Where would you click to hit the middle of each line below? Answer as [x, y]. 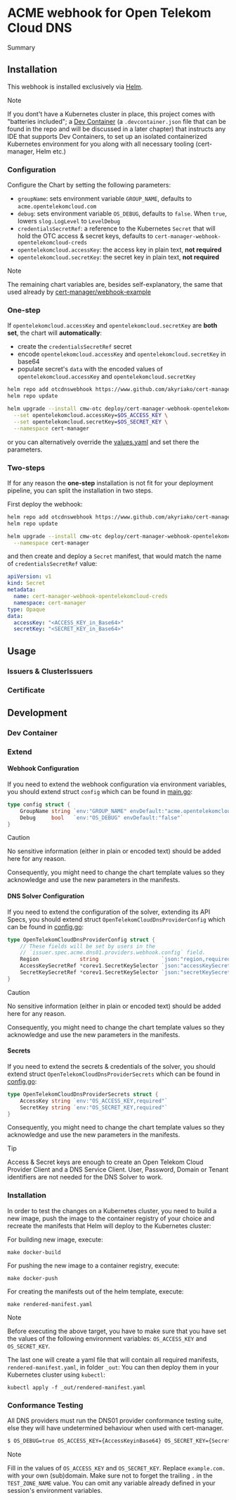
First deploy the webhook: [45, 504]
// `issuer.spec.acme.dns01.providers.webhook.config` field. [113, 953]
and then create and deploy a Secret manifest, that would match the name [114, 556]
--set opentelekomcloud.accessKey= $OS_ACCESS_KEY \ [91, 415]
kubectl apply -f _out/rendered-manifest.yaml [77, 1387]
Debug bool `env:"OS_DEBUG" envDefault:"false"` [102, 818]
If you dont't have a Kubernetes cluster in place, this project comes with [111, 113]
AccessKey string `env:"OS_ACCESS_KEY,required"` [94, 1101]
